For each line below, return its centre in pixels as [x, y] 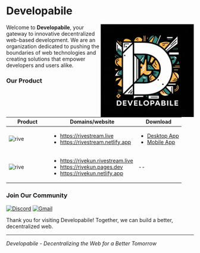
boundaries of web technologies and [51, 52]
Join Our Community [37, 195]
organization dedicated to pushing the [53, 46]
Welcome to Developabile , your [45, 27]
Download [158, 122]
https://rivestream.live [87, 135]
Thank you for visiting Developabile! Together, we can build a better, [90, 220]
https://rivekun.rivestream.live [96, 160]
